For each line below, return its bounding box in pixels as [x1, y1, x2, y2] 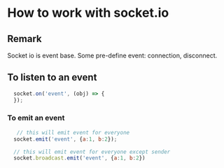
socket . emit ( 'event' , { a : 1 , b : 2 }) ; [13, 135, 118, 143]
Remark [7, 33, 42, 45]
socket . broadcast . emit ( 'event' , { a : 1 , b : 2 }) [13, 155, 146, 162]
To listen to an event [7, 71, 97, 83]
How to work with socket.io [7, 5, 169, 21]
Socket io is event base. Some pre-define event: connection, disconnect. [7, 51, 218, 59]
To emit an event [7, 113, 65, 123]
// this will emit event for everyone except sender [13, 148, 171, 155]
